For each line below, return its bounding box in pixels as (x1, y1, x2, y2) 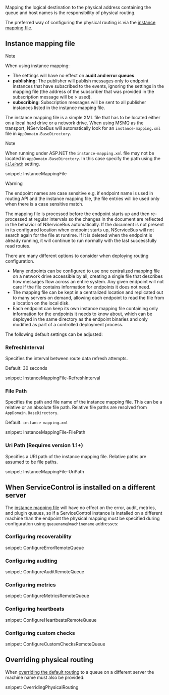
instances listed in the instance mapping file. (12, 105, 105, 111)
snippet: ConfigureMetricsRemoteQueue (5, 593, 89, 599)
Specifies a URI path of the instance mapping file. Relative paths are (5, 453, 147, 459)
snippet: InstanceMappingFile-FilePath (5, 429, 86, 435)
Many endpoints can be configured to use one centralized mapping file (12, 268, 160, 274)
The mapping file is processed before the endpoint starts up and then (5, 211, 150, 217)
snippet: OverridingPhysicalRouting (5, 684, 79, 690)
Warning (5, 180, 23, 186)
